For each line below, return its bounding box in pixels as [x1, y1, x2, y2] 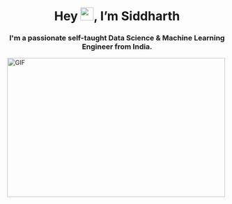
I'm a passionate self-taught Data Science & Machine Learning [9, 33, 225, 43]
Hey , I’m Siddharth [54, 8, 180, 24]
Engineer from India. [82, 42, 153, 52]
